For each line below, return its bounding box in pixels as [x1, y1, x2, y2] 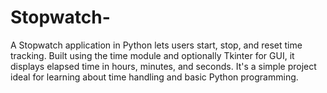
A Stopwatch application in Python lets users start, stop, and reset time [10, 39, 303, 51]
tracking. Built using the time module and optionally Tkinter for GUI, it [10, 49, 295, 61]
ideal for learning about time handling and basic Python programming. [10, 71, 299, 83]
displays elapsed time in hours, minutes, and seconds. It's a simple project [10, 60, 317, 72]
